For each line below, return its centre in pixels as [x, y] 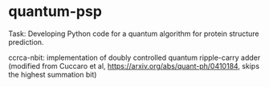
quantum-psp [55, 12]
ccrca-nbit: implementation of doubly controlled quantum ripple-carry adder [134, 57]
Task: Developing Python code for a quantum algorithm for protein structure [134, 34]
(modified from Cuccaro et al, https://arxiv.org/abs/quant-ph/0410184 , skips [134, 65]
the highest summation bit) [53, 74]
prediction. [26, 42]
